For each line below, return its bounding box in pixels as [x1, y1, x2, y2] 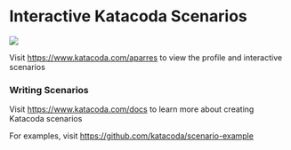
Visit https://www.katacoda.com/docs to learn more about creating [9, 104, 255, 114]
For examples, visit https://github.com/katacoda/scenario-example [9, 130, 254, 141]
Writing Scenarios [9, 83, 89, 96]
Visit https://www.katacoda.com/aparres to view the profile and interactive [9, 51, 283, 63]
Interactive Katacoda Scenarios [9, 6, 247, 27]
